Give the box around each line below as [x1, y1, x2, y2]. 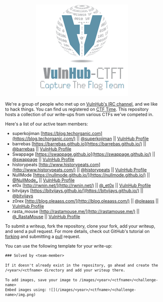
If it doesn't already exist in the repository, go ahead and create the [5, 263, 159, 268]
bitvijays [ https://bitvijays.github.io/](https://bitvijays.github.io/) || [12, 188, 143, 193]
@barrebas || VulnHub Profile [12, 146, 72, 152]
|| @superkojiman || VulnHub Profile [76, 136, 149, 141]
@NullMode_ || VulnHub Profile [12, 177, 75, 183]
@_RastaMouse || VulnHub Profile [12, 214, 81, 219]
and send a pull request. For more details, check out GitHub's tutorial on [5, 229, 150, 234]
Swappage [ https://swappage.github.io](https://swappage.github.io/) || [12, 151, 155, 157]
